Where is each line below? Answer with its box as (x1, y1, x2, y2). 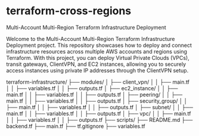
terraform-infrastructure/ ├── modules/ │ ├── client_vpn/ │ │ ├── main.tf (6, 78, 189, 86)
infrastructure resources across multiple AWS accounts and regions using (6, 48, 188, 55)
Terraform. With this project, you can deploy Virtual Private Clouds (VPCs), (6, 54, 189, 61)
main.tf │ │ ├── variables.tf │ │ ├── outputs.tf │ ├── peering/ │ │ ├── (6, 91, 183, 98)
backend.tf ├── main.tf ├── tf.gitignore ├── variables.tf (6, 122, 145, 129)
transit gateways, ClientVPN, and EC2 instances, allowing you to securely (6, 61, 186, 68)
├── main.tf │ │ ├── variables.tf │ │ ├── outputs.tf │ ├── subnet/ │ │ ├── (6, 103, 194, 110)
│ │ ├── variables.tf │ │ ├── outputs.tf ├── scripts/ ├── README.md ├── (6, 116, 193, 123)
